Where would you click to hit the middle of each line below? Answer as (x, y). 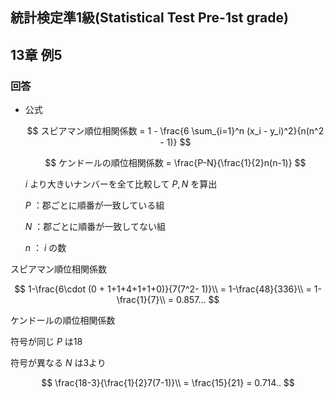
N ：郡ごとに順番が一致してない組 (95, 227)
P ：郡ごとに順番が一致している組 (94, 205)
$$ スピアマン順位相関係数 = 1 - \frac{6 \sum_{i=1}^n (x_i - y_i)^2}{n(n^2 (175, 131)
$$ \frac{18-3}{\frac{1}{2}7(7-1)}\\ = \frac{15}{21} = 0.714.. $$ (168, 383)
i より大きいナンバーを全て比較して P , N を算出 (121, 184)
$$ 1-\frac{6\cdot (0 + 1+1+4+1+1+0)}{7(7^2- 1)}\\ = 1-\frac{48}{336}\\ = (163, 289)
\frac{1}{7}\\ (141, 300)
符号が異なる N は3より (58, 363)
